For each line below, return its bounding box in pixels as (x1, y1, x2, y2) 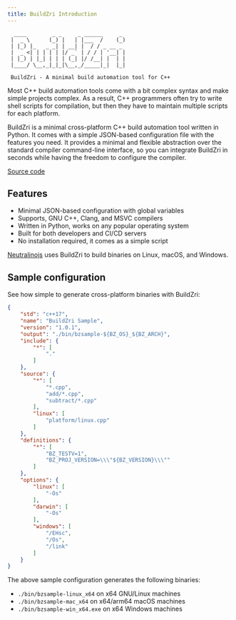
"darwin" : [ (33, 503, 69, 510)
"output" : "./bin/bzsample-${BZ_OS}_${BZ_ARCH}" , (20, 330, 171, 337)
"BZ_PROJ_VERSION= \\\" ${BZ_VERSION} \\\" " (45, 457, 171, 464)
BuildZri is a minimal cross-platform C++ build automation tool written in (7, 123, 219, 131)
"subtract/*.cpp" (45, 397, 98, 404)
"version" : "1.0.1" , (20, 324, 81, 331)
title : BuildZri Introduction (7, 10, 98, 18)
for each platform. (7, 108, 61, 118)
